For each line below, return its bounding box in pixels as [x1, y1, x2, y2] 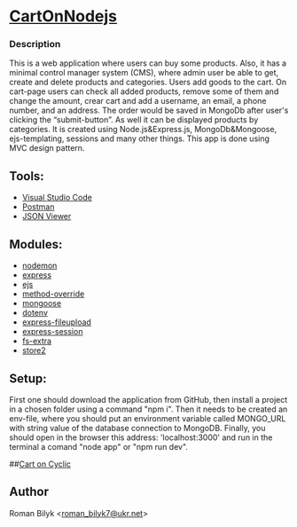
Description [9, 38, 61, 51]
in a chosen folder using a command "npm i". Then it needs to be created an [9, 404, 288, 414]
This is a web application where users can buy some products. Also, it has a [9, 58, 286, 68]
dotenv [21, 308, 49, 319]
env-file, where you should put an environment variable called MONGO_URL [9, 413, 286, 423]
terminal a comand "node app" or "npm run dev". [9, 441, 189, 452]
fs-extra [21, 335, 51, 347]
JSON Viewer [21, 211, 72, 222]
